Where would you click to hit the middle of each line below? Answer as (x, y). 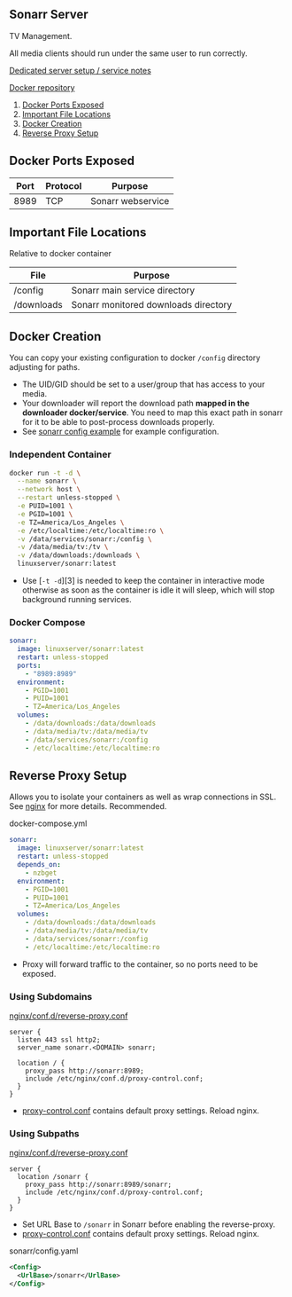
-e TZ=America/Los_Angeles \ (71, 523)
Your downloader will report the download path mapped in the (136, 404)
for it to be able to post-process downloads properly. (118, 422)
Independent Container (61, 454)
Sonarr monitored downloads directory (152, 305)
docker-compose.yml (48, 823)
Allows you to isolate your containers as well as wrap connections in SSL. (143, 797)
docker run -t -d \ (45, 473)
